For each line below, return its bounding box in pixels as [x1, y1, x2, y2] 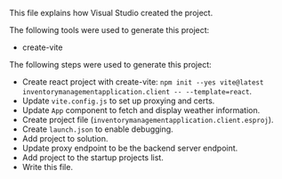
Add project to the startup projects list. [21, 152, 165, 163]
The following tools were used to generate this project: [9, 25, 210, 35]
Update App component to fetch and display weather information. [21, 105, 261, 115]
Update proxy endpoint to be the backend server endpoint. [21, 142, 238, 153]
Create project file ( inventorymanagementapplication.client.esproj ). [21, 115, 274, 125]
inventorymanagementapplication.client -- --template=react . [21, 86, 252, 96]
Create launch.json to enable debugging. [21, 124, 173, 134]
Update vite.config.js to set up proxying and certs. [21, 95, 215, 106]
